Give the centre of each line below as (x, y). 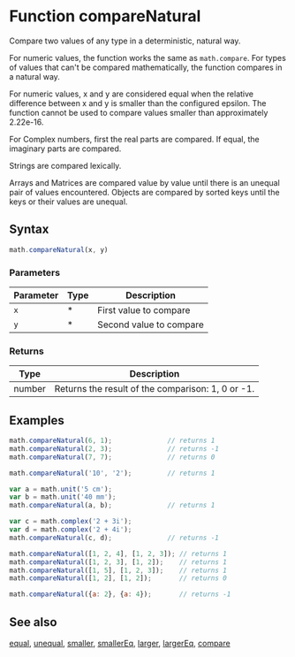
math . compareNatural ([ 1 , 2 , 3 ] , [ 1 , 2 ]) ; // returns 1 (118, 562)
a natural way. (34, 76)
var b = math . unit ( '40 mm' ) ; (63, 497)
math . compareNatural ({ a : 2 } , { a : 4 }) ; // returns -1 (120, 594)
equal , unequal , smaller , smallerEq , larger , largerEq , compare (120, 643)
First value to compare (144, 309)
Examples (37, 420)
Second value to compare (151, 325)
